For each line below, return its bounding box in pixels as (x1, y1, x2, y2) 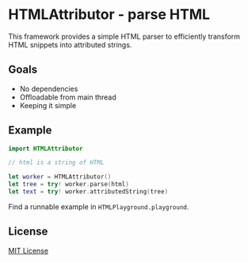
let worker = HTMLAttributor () (8, 173, 112, 181)
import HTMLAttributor (8, 145, 83, 152)
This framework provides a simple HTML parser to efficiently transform (8, 32, 240, 41)
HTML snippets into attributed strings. (8, 39, 132, 49)
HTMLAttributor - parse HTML (8, 6, 211, 24)
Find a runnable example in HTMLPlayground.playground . (8, 201, 189, 211)
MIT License (8, 246, 49, 255)
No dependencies (19, 84, 78, 93)
